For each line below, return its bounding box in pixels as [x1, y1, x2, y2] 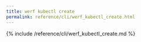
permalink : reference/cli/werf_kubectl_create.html [6, 14, 135, 20]
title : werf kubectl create [6, 8, 75, 15]
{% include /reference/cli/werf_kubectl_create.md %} [6, 30, 136, 37]
